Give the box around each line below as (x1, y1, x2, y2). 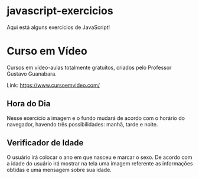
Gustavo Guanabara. (6, 70, 57, 77)
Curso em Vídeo (6, 44, 87, 58)
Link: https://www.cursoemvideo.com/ (6, 82, 100, 89)
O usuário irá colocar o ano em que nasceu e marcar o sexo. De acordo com (6, 154, 193, 161)
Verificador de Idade (6, 138, 84, 148)
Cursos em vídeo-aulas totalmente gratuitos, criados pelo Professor (6, 64, 172, 71)
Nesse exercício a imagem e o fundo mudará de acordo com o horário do (6, 114, 185, 122)
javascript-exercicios (6, 4, 114, 18)
